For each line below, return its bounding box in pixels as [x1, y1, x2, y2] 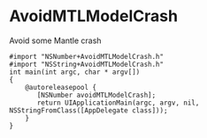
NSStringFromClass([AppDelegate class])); [9, 105, 168, 115]
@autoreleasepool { [25, 83, 97, 91]
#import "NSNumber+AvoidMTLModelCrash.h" [9, 52, 165, 61]
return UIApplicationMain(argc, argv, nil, [36, 98, 200, 107]
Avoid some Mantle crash [9, 35, 102, 46]
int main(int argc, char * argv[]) [9, 68, 141, 76]
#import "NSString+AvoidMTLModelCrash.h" [9, 60, 165, 69]
